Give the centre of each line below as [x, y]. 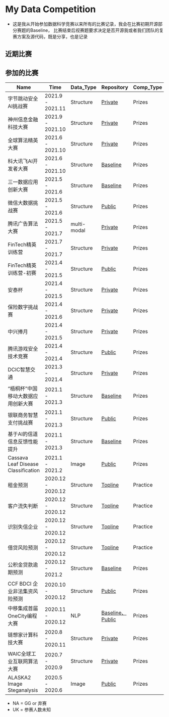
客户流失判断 [23, 506]
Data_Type [83, 87]
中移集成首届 [23, 608]
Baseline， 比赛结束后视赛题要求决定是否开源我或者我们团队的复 [97, 30]
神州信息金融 [23, 120]
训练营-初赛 [22, 273]
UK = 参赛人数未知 [32, 710]
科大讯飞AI [20, 161]
